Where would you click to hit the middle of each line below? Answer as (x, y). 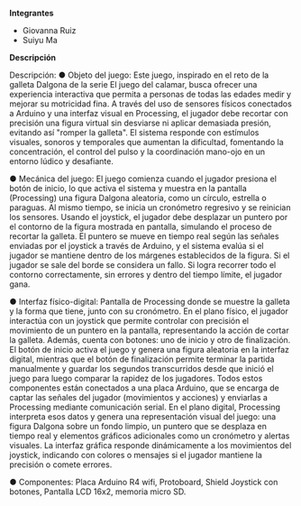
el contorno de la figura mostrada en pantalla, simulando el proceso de (141, 226)
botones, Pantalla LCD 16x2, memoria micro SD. (98, 492)
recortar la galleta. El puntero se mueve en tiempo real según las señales (144, 236)
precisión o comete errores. (61, 465)
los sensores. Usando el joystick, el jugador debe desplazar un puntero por (149, 217)
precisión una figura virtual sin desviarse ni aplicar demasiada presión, (141, 123)
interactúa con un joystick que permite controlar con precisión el (129, 321)
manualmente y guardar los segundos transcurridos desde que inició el (141, 368)
